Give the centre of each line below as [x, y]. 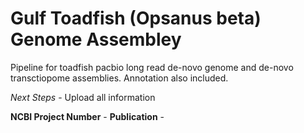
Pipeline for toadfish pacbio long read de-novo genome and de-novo [152, 67]
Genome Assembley [96, 39]
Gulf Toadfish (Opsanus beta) [136, 18]
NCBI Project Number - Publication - [87, 116]
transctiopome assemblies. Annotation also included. [119, 78]
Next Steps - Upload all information [83, 97]
